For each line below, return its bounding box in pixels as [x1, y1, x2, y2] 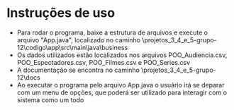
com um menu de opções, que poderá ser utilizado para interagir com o [16, 88, 228, 97]
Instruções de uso [6, 5, 115, 21]
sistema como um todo [16, 95, 84, 104]
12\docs [16, 73, 40, 82]
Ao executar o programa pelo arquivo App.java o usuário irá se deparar [16, 80, 225, 89]
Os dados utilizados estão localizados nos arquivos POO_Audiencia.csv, [16, 51, 228, 59]
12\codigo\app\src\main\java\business [16, 43, 128, 51]
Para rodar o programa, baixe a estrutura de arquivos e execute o [16, 28, 208, 37]
